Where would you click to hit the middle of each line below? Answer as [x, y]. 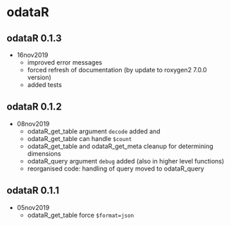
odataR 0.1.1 [33, 191]
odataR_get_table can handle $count [80, 138]
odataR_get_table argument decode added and [94, 131]
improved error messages [65, 62]
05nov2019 [33, 207]
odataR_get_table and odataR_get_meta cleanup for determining [120, 146]
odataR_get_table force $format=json [81, 215]
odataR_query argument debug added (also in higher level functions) [126, 161]
